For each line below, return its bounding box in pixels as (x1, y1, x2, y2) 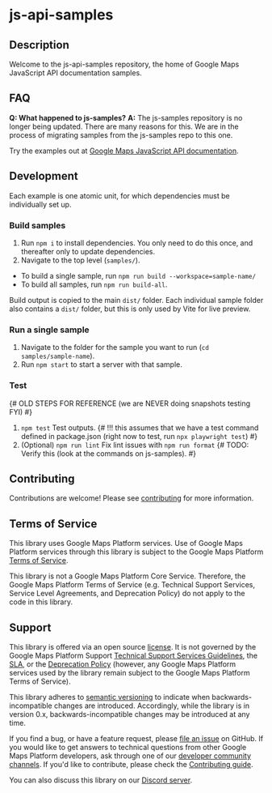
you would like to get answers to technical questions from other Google (9, 742, 247, 752)
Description (9, 38, 69, 52)
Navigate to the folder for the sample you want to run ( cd (20, 343, 209, 352)
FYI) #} (9, 407, 33, 416)
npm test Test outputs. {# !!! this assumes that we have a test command (20, 423, 259, 433)
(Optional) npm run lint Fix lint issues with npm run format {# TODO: (20, 440, 249, 450)
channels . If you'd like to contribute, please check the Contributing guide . (9, 759, 253, 769)
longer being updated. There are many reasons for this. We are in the (9, 122, 239, 131)
